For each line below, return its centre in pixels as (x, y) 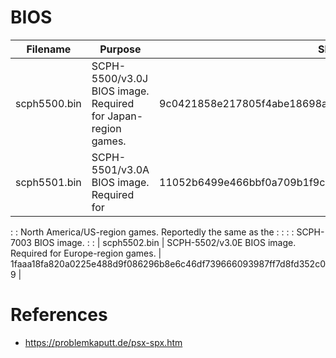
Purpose (120, 49)
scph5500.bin (48, 103)
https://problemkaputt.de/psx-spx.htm (103, 342)
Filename (49, 49)
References (59, 315)
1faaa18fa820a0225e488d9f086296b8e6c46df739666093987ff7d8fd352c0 (168, 263)
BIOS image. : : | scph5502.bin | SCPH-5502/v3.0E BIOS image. (165, 242)
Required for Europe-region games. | (86, 253)
